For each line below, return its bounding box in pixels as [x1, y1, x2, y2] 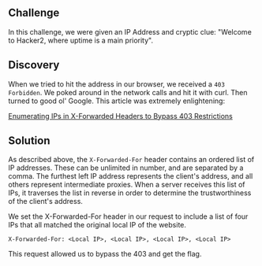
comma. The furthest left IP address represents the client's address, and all [8, 172, 253, 181]
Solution [8, 134, 51, 148]
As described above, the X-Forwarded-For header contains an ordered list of [8, 155, 255, 164]
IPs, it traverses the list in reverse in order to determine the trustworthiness [8, 188, 252, 198]
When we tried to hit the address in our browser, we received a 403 [8, 79, 225, 89]
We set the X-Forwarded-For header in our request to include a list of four [8, 212, 249, 221]
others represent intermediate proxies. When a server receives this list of [8, 180, 246, 190]
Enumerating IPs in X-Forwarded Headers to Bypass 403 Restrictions [8, 111, 233, 120]
